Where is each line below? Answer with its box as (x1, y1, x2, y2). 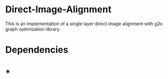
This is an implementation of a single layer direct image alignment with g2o (5, 21, 163, 27)
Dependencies (5, 44, 68, 56)
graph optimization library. (5, 26, 61, 32)
